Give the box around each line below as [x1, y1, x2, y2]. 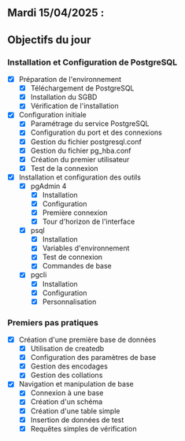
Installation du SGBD [30, 92, 98, 102]
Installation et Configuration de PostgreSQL [7, 57, 178, 68]
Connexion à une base [30, 388, 104, 398]
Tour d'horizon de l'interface [42, 217, 135, 227]
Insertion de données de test [30, 415, 124, 424]
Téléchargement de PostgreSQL [30, 83, 135, 93]
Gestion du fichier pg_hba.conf [30, 146, 131, 155]
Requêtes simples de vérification [30, 424, 137, 433]
